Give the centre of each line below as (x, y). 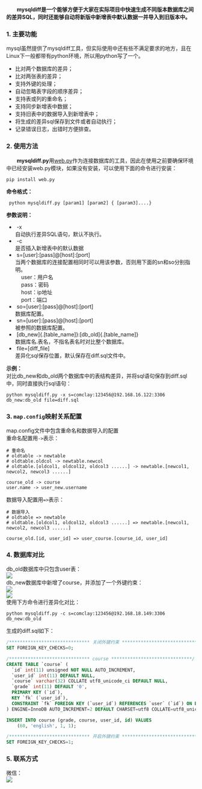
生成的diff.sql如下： (31, 631)
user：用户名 (37, 277)
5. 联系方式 (22, 759)
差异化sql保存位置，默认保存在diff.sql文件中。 (72, 355)
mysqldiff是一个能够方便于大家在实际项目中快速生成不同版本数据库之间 (106, 9)
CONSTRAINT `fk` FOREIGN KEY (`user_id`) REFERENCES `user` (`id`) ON (102, 703)
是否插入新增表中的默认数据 (49, 248)
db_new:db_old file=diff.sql (43, 400)
